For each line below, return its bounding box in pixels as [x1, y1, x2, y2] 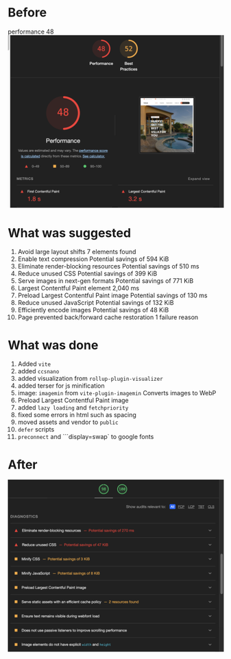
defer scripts [17, 425, 55, 434]
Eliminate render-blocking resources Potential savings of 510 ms [17, 262, 199, 271]
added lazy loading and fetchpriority [17, 403, 129, 412]
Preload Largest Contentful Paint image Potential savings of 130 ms [17, 291, 208, 299]
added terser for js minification [17, 382, 105, 390]
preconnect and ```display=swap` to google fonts [17, 433, 154, 441]
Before [8, 5, 47, 21]
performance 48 [8, 27, 54, 36]
